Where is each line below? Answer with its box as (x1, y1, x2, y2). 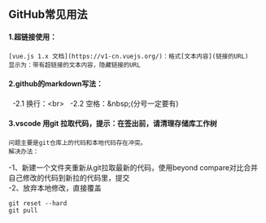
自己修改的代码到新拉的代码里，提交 (8, 173, 130, 182)
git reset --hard (8, 199, 68, 208)
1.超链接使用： (8, 32, 57, 42)
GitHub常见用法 (8, 7, 88, 22)
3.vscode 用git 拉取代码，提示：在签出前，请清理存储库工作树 (8, 119, 218, 129)
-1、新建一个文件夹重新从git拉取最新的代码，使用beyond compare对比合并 (8, 163, 259, 173)
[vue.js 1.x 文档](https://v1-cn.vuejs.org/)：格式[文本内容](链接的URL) (8, 52, 249, 60)
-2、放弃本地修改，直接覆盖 (8, 183, 102, 193)
